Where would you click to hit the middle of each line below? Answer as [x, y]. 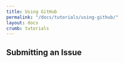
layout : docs [22, 23]
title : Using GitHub [32, 12]
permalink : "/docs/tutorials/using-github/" [62, 17]
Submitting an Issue [44, 52]
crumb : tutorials [28, 28]
